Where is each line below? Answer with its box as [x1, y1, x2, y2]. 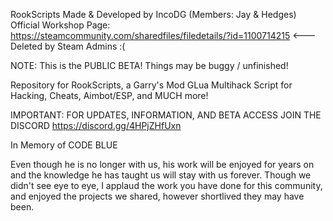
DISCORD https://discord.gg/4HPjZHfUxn [10, 120, 182, 131]
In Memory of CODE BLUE [10, 139, 118, 151]
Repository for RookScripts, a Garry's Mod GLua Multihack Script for [10, 79, 293, 91]
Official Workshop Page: [10, 19, 111, 31]
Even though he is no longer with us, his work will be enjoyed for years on [10, 159, 315, 170]
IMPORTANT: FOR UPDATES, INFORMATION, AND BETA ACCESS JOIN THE [10, 109, 322, 121]
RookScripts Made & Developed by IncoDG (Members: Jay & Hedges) [10, 9, 297, 20]
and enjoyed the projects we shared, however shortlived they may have [10, 190, 305, 202]
